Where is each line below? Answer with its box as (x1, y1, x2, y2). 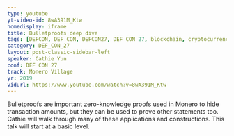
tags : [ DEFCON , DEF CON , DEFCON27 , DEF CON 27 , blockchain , (7, 36, 186, 43)
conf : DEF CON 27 (7, 62, 58, 69)
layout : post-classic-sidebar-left (7, 49, 111, 56)
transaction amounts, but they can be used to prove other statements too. (7, 108, 219, 116)
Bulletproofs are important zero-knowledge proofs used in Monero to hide (7, 100, 219, 108)
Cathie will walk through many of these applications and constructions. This (7, 115, 225, 124)
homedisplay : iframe (7, 23, 68, 30)
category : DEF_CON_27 (7, 42, 70, 49)
